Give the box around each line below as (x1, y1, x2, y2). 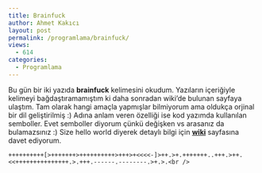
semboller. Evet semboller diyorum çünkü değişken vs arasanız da (8, 118, 225, 128)
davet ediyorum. (8, 136, 62, 145)
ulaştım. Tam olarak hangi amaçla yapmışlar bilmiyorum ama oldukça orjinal (8, 102, 255, 111)
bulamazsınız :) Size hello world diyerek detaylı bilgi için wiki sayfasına (8, 127, 240, 136)
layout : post (8, 26, 52, 34)
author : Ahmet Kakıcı (8, 19, 80, 27)
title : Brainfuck (8, 11, 66, 20)
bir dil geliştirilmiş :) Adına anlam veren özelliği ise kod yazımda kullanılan (8, 110, 248, 120)
